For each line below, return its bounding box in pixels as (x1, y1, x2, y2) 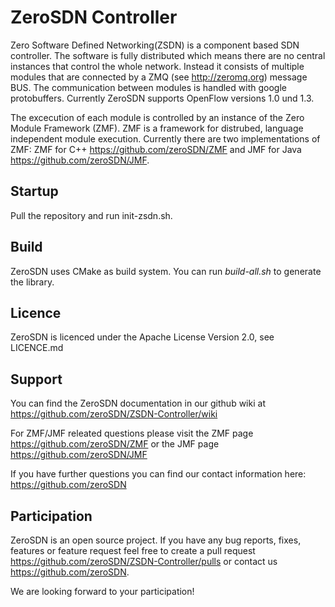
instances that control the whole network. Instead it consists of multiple (10, 60, 305, 72)
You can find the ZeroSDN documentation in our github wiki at (10, 397, 266, 410)
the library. (10, 276, 55, 288)
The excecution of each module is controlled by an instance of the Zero (10, 111, 305, 123)
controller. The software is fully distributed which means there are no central (10, 49, 326, 61)
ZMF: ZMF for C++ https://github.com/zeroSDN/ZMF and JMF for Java (10, 143, 302, 155)
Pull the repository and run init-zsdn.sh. (10, 209, 173, 221)
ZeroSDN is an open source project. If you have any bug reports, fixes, (10, 534, 302, 546)
